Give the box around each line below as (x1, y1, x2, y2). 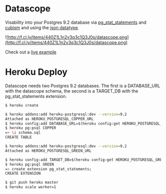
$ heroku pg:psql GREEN (5, 162, 54, 167)
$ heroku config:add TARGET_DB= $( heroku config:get (5, 157, 114, 162)
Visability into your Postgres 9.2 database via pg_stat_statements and (5, 19, 147, 25)
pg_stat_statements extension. (5, 93, 67, 99)
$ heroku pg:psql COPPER (5, 126, 56, 131)
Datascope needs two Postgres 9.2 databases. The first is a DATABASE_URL (5, 83, 161, 89)
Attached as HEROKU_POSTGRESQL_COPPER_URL (5, 116, 94, 121)
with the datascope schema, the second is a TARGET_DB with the (5, 88, 138, 94)
